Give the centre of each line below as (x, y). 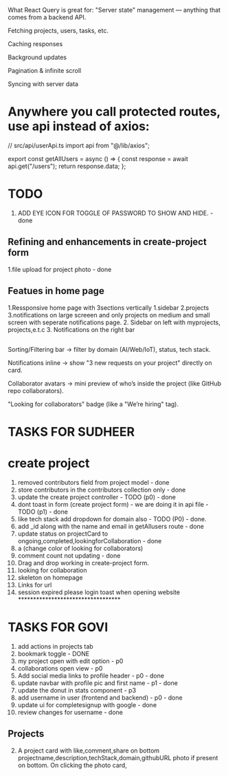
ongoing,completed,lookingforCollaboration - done (90, 541)
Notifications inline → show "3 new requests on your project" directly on (110, 363)
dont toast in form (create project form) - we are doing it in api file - (113, 505)
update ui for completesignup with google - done (87, 704)
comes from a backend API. (47, 17)
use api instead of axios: (79, 126)
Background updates (37, 57)
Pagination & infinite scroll (45, 71)
